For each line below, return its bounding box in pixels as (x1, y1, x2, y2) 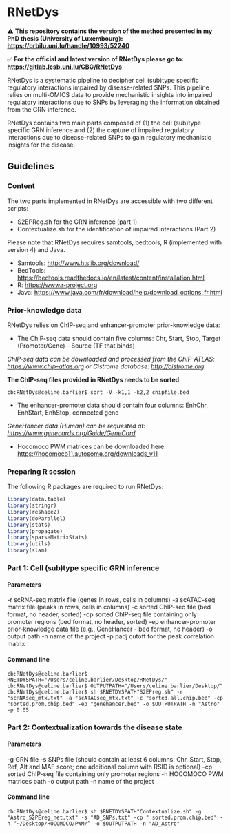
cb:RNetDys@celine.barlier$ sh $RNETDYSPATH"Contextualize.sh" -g (7, 808, 202, 815)
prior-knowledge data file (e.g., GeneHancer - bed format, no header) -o (7, 625, 213, 634)
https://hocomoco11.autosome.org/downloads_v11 (17, 449, 158, 458)
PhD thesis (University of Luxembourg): (7, 34, 123, 42)
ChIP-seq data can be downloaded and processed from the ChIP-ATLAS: (7, 355, 215, 363)
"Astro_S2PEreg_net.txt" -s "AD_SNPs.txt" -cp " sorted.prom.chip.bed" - (7, 814, 224, 821)
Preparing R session (7, 466, 76, 476)
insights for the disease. (7, 140, 76, 149)
